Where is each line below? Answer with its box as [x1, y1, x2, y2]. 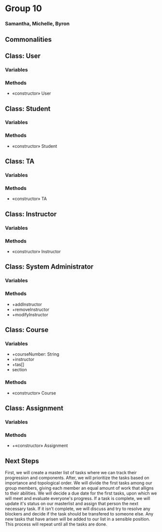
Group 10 [5, 3, 42, 14]
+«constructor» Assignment [12, 443, 68, 448]
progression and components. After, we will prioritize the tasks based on [5, 475, 149, 481]
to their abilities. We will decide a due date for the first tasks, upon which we [5, 490, 157, 496]
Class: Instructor [5, 210, 57, 218]
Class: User [5, 51, 41, 60]
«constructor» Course [12, 390, 57, 396]
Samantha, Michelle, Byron [5, 20, 70, 27]
